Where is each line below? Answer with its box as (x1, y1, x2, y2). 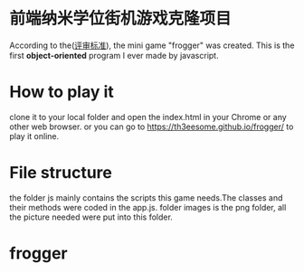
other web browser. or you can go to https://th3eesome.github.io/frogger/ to (9, 121, 294, 132)
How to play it (9, 82, 115, 102)
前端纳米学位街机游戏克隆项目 (9, 8, 233, 29)
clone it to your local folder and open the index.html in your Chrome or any (9, 111, 287, 122)
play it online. (9, 130, 60, 141)
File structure (9, 163, 113, 183)
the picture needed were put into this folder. (9, 211, 174, 222)
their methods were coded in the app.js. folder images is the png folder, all (9, 202, 287, 212)
